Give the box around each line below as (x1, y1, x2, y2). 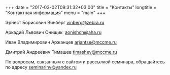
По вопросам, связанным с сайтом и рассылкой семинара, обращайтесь (5, 59, 165, 65)
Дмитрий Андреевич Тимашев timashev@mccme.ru (5, 49, 117, 55)
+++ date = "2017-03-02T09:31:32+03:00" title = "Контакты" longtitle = (5, 5, 157, 10)
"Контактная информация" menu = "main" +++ (5, 10, 106, 16)
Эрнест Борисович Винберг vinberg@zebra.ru (5, 20, 105, 25)
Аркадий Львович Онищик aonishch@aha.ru (5, 29, 102, 35)
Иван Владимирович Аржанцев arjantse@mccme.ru (5, 39, 117, 45)
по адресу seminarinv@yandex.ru (5, 64, 77, 70)
